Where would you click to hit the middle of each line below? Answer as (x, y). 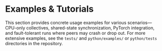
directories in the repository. (34, 43)
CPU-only (15, 27)
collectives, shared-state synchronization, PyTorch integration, (90, 27)
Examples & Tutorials (49, 9)
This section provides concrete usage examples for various (66, 23)
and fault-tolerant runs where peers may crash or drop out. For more (75, 33)
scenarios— (140, 23)
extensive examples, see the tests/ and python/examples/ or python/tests (81, 38)
